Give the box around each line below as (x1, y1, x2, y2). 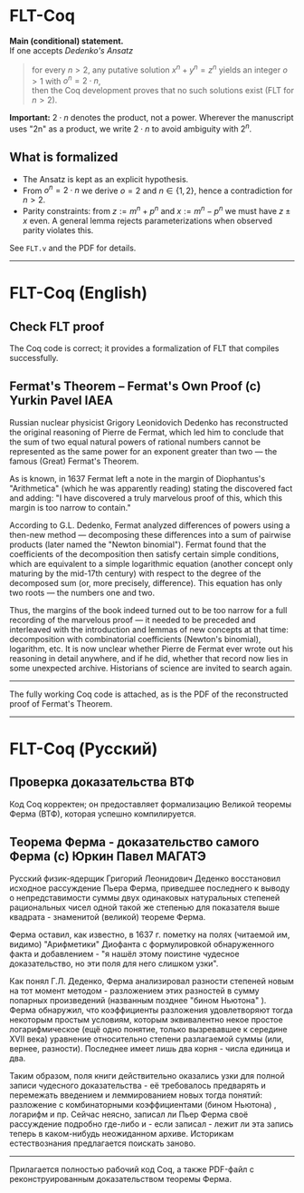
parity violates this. (22, 225, 94, 236)
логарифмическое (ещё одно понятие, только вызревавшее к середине (9, 1023, 288, 1034)
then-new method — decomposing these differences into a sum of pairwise (9, 529, 291, 540)
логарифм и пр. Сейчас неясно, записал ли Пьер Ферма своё (9, 1109, 249, 1120)
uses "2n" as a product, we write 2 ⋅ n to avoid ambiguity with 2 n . (9, 122, 252, 134)
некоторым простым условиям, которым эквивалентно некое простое (9, 1013, 283, 1025)
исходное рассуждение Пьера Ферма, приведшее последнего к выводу (9, 882, 290, 894)
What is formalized (9, 150, 119, 165)
